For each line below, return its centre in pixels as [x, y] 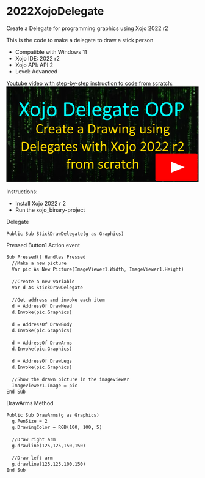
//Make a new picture [39, 263]
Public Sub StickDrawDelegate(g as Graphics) [65, 234]
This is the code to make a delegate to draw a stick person [80, 40]
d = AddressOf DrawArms [42, 343]
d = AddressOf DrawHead [42, 306]
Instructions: [22, 192]
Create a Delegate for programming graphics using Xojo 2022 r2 [87, 28]
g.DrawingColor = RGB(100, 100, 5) [57, 427]
